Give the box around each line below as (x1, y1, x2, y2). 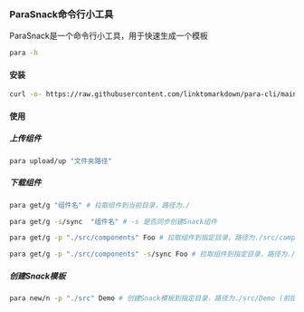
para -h (9, 48, 39, 58)
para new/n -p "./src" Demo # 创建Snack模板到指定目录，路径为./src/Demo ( (9, 294, 283, 303)
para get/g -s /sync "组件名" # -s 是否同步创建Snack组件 (9, 217, 218, 226)
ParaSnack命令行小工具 (9, 7, 114, 20)
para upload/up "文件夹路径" (9, 156, 113, 165)
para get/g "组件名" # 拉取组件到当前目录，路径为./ (9, 200, 191, 210)
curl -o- (9, 90, 43, 99)
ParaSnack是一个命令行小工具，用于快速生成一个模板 (9, 30, 208, 42)
